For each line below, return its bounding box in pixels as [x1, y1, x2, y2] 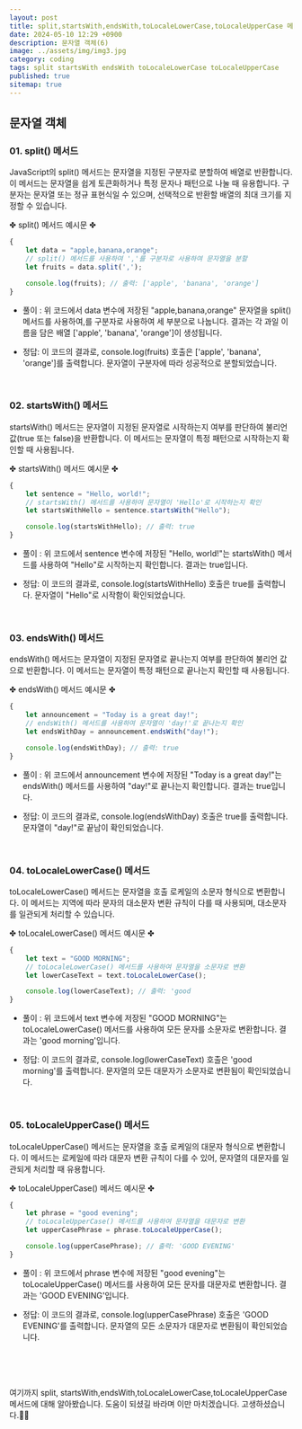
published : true [9, 72, 70, 81]
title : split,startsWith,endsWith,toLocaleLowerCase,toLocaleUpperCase [9, 22, 283, 31]
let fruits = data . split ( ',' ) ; [25, 262, 143, 271]
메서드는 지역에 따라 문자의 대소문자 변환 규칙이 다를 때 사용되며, [30, 897, 256, 908]
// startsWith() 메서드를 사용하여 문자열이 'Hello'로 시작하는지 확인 [25, 498, 262, 507]
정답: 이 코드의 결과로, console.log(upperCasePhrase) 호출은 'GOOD [22, 1309, 270, 1319]
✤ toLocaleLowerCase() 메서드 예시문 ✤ [9, 928, 155, 938]
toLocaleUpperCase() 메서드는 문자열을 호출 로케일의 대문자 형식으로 [9, 1141, 254, 1151]
